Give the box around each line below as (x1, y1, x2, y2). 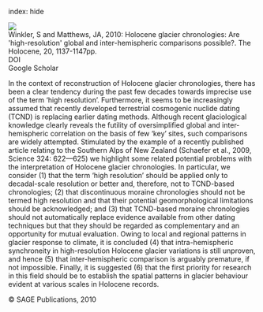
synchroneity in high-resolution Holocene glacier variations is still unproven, (8, 246, 256, 255)
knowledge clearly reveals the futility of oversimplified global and (8, 121, 221, 129)
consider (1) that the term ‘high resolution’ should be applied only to (8, 171, 228, 180)
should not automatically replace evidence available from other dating (8, 213, 235, 221)
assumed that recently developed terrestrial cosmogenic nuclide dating (8, 104, 241, 113)
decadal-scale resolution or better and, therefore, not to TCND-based (8, 179, 235, 188)
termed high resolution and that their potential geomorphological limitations (8, 196, 254, 205)
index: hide (8, 7, 45, 16)
